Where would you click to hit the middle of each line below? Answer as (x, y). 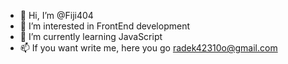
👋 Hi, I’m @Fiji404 (56, 15)
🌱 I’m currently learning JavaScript (91, 36)
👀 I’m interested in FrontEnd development (104, 26)
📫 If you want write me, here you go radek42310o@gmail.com (148, 48)
